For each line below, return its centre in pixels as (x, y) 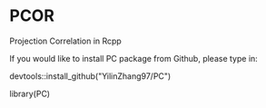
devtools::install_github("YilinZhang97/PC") (90, 76)
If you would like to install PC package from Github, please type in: (134, 58)
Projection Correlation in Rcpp (66, 41)
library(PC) (30, 93)
